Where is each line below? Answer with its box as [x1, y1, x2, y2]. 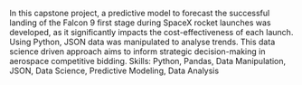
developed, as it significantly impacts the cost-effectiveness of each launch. [9, 27, 294, 37]
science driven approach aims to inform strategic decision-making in [9, 46, 266, 57]
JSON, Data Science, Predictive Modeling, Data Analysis [9, 65, 220, 76]
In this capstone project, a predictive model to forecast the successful [9, 8, 270, 18]
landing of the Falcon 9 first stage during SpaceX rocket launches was [9, 17, 271, 28]
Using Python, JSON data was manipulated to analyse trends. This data [9, 36, 276, 47]
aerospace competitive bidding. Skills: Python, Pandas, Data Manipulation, [9, 56, 287, 66]
